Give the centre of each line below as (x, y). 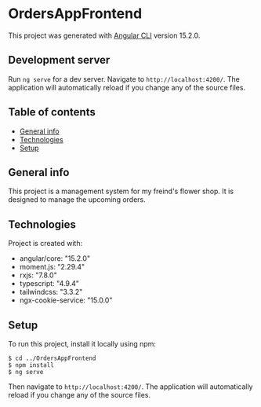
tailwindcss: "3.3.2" (51, 292)
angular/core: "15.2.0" (55, 258)
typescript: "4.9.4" (49, 284)
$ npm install (31, 365)
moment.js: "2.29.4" (52, 267)
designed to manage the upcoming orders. (77, 200)
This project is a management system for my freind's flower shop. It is (121, 191)
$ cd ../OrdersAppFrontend (52, 358)
